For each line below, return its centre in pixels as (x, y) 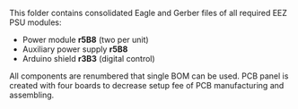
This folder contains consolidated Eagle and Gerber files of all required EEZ (148, 13)
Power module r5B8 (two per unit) (86, 40)
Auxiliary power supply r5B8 (75, 49)
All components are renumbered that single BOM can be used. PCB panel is (149, 76)
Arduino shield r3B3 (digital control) (88, 59)
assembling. (32, 95)
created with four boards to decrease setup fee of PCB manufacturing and (147, 85)
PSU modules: (35, 22)
